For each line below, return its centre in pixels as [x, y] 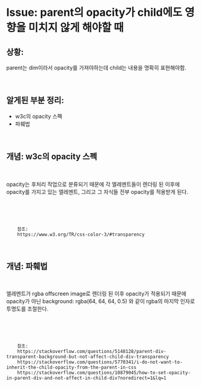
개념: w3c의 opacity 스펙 [52, 156]
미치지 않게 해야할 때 [76, 28]
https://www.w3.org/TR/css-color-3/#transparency [81, 235]
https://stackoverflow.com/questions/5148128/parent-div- [92, 352]
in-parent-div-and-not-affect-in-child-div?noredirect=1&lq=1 [86, 378]
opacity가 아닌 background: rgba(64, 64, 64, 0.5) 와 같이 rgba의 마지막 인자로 [101, 301]
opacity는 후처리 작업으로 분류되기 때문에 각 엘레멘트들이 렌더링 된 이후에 [93, 184]
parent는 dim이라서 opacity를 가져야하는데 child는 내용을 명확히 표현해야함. [96, 68]
